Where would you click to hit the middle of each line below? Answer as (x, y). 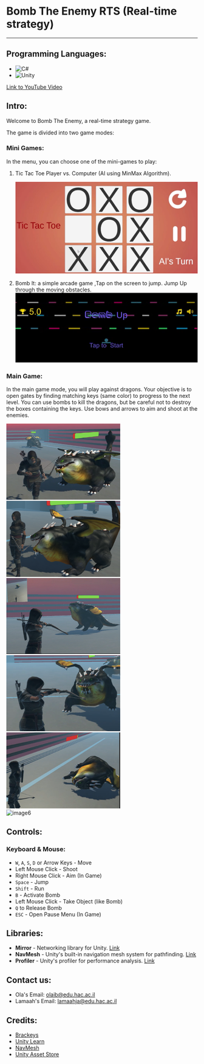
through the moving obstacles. (53, 290)
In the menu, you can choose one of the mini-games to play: (82, 161)
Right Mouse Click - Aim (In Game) (58, 875)
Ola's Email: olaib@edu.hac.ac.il (55, 995)
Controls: (24, 832)
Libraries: (25, 933)
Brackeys (27, 1035)
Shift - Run (29, 888)
